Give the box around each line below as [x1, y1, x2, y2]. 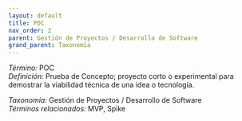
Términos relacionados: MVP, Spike [8, 104, 126, 114]
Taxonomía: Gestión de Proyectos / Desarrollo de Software [8, 96, 202, 105]
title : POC [8, 19, 45, 27]
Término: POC [8, 63, 54, 72]
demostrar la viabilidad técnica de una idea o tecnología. [8, 80, 195, 90]
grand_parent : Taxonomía [8, 41, 91, 49]
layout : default [8, 11, 62, 20]
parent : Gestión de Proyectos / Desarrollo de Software [8, 33, 198, 42]
